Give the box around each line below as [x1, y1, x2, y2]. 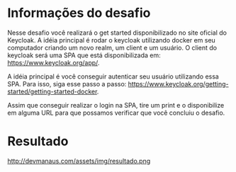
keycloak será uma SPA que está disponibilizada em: [7, 51, 161, 59]
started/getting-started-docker [7, 87, 98, 96]
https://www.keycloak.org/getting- [128, 79, 229, 88]
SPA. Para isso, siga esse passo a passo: [7, 79, 127, 88]
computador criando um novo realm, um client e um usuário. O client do [7, 43, 218, 52]
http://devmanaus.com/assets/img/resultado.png [7, 156, 151, 165]
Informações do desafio [7, 5, 151, 21]
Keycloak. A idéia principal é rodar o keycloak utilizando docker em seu [7, 35, 216, 44]
